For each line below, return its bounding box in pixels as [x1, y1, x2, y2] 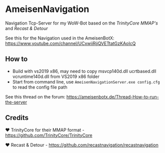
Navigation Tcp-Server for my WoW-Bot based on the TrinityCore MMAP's [5, 20, 158, 26]
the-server [5, 99, 27, 105]
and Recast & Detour [5, 25, 48, 31]
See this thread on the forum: [5, 93, 65, 99]
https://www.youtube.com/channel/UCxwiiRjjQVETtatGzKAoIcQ [5, 40, 136, 46]
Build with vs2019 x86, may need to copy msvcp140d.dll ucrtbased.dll [12, 68, 156, 74]
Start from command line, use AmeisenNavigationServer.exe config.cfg [12, 78, 160, 84]
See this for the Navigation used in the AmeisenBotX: [5, 35, 114, 41]
